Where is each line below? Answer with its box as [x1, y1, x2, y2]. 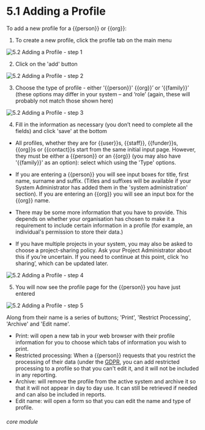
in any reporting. [15, 371, 57, 378]
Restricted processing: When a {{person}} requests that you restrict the [15, 351, 196, 359]
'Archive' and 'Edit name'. [6, 320, 70, 328]
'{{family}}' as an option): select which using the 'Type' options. [15, 158, 176, 166]
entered [15, 290, 35, 297]
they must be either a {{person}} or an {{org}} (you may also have [15, 152, 181, 159]
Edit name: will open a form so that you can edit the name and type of [15, 397, 191, 404]
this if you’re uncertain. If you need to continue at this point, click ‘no [15, 253, 188, 260]
